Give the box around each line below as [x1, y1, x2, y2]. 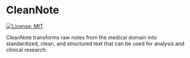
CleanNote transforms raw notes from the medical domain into [6, 34, 157, 41]
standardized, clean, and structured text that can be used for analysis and [6, 40, 185, 47]
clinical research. [6, 46, 48, 53]
